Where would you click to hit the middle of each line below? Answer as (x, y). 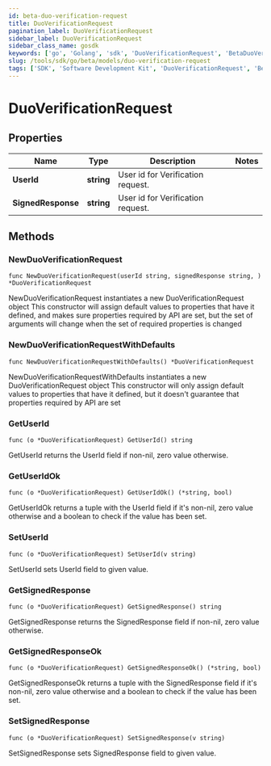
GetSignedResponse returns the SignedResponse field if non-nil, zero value (134, 621)
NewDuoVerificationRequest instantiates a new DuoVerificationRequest (126, 298)
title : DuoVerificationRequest (61, 23)
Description (173, 161)
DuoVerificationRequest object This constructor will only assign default (126, 385)
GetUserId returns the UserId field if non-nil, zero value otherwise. (119, 455)
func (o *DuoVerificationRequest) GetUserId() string (101, 440)
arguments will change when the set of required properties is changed (125, 324)
